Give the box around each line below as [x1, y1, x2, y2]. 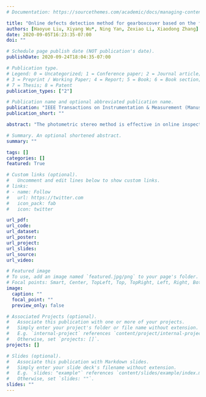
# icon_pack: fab [6, 200, 56, 206]
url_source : [6, 251, 37, 258]
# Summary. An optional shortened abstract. [6, 133, 122, 139]
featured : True [6, 161, 45, 167]
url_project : [6, 240, 40, 246]
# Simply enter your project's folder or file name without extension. [6, 325, 199, 331]
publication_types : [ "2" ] [6, 88, 72, 94]
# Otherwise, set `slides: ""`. [6, 376, 95, 382]
